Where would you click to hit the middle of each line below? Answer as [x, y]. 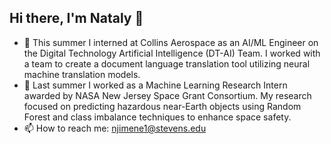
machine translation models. [82, 74]
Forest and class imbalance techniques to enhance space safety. [157, 117]
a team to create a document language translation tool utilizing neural [167, 63]
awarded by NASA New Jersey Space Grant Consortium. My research [167, 95]
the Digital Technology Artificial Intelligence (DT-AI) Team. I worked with [172, 53]
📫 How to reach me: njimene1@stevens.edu [115, 128]
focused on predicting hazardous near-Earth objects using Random [162, 106]
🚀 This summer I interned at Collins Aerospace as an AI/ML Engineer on [171, 42]
